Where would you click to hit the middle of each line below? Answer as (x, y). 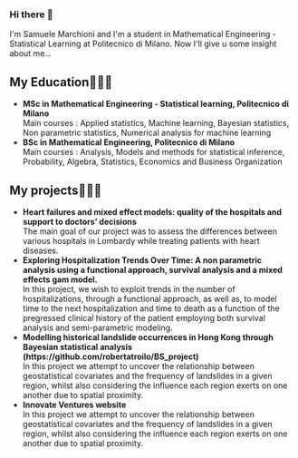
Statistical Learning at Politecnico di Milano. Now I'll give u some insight (143, 44)
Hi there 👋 (32, 15)
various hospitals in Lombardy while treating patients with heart (141, 240)
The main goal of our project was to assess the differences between (150, 231)
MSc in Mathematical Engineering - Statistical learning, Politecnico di (156, 104)
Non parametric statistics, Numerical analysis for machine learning (147, 133)
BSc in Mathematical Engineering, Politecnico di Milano (129, 142)
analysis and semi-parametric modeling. (98, 327)
